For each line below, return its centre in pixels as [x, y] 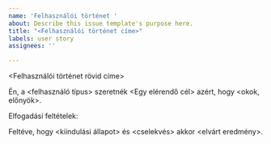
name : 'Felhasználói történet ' [63, 16]
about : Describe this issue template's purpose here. [101, 23]
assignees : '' [32, 46]
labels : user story [41, 38]
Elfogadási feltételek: [43, 116]
